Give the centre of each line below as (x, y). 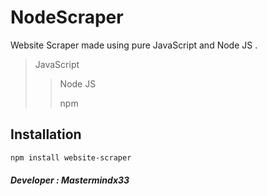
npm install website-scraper (71, 157)
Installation (46, 134)
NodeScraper (67, 17)
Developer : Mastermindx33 (70, 180)
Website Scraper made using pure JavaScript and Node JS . (134, 45)
